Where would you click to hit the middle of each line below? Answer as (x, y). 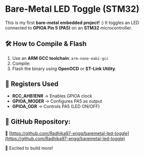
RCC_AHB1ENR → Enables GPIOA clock (52, 96)
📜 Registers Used (32, 84)
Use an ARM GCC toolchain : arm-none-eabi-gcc (60, 58)
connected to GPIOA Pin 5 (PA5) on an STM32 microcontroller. (69, 27)
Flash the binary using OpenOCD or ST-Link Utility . (64, 68)
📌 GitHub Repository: (38, 121)
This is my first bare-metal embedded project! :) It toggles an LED (72, 23)
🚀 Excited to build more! (29, 148)
